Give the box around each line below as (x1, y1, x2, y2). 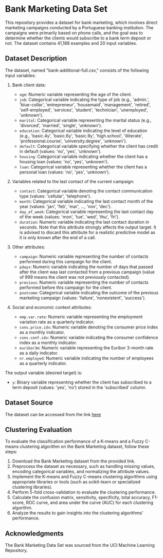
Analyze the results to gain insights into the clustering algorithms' (12, 510, 144, 516)
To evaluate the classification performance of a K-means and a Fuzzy (5, 439, 145, 444)
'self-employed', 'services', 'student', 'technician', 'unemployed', (19, 107, 148, 113)
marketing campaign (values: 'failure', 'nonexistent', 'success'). (19, 295, 146, 301)
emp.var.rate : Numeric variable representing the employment (19, 313, 143, 320)
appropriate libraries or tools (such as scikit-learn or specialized (12, 479, 141, 485)
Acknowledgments (5, 529, 64, 538)
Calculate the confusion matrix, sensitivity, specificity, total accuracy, (12, 495, 151, 500)
